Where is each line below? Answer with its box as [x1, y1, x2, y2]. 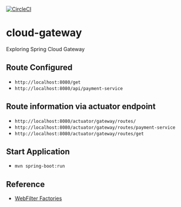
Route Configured [6, 62, 73, 73]
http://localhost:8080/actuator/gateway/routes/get [14, 131, 144, 136]
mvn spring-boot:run [14, 163, 65, 169]
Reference [6, 179, 45, 189]
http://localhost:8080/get [14, 79, 81, 85]
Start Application [6, 146, 70, 156]
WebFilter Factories [14, 195, 62, 202]
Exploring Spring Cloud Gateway [6, 45, 85, 52]
